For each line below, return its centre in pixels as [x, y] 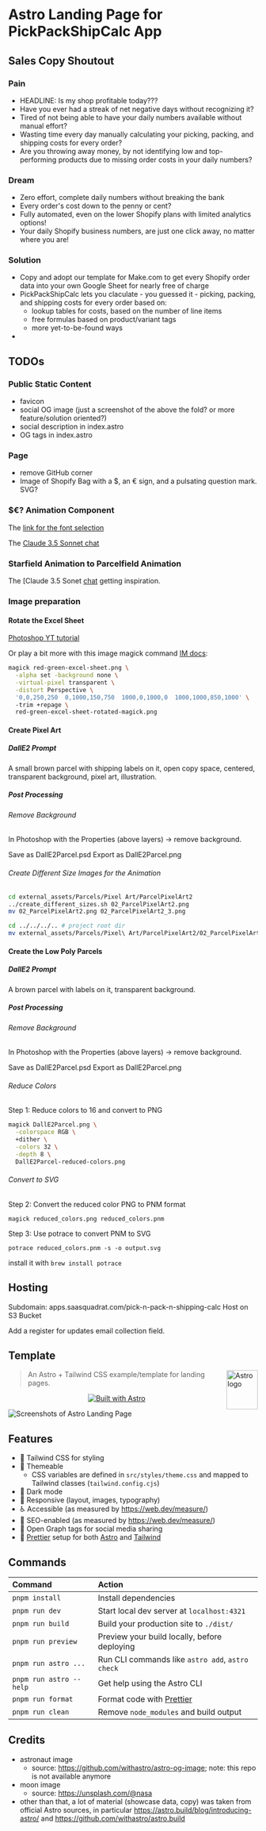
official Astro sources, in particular [76, 1810]
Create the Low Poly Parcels [55, 951]
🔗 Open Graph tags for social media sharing [91, 1529]
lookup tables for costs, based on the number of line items [127, 311]
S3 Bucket [25, 1315]
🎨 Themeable [41, 1467]
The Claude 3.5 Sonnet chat [54, 543]
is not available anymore [71, 1776]
